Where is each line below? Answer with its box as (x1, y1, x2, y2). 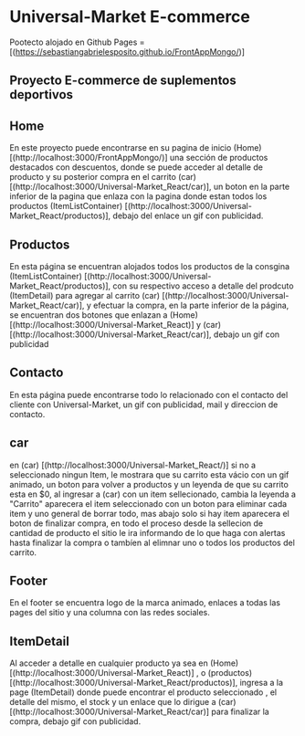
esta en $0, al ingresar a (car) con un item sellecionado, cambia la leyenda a (9, 489, 297, 499)
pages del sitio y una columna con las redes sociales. (9, 607, 210, 618)
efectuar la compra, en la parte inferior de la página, (92, 300, 289, 310)
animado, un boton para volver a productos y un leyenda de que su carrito (9, 478, 289, 489)
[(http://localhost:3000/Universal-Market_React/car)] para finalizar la (9, 706, 269, 718)
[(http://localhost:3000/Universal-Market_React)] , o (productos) (9, 668, 253, 678)
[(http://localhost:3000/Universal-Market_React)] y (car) (9, 319, 222, 330)
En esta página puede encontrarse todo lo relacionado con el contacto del (9, 389, 289, 400)
